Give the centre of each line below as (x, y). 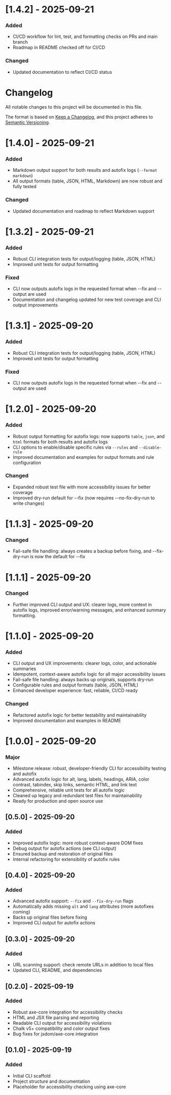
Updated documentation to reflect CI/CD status (62, 72)
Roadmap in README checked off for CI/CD (59, 48)
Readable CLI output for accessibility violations (62, 1023)
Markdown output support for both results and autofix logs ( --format (85, 170)
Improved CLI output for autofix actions (54, 923)
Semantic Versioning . (28, 122)
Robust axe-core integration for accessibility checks (68, 1012)
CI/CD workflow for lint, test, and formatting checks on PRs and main (85, 36)
